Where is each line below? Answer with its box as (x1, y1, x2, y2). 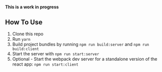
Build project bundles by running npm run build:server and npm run (12, 42, 149, 48)
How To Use (5, 18, 43, 26)
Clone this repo (12, 31, 43, 37)
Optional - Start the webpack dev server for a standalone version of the (12, 56, 158, 62)
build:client (12, 47, 39, 51)
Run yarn (12, 36, 31, 42)
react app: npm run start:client (12, 61, 79, 67)
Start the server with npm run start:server (12, 51, 99, 57)
